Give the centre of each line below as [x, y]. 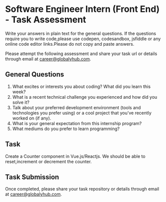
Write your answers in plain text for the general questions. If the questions [81, 33]
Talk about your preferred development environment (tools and [77, 107]
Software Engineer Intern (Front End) [83, 9]
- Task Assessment [46, 20]
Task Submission [32, 177]
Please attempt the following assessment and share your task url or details [81, 54]
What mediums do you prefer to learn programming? [66, 129]
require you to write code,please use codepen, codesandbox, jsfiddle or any [83, 39]
